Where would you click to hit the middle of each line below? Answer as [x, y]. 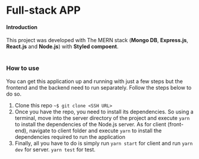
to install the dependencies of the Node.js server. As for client [90, 124]
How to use [23, 68]
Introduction [22, 27]
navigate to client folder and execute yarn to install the [95, 131]
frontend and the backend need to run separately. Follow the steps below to [99, 87]
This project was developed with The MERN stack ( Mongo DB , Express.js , [97, 40]
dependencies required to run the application [70, 136]
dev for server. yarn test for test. [55, 150]
